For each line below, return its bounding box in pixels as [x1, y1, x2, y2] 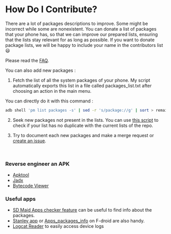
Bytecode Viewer [12, 183, 49, 189]
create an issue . [12, 138, 47, 144]
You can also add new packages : [5, 67, 76, 73]
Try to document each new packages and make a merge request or [12, 132, 154, 138]
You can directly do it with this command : [5, 98, 93, 104]
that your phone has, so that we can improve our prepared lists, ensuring [5, 31, 158, 37]
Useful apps [5, 195, 36, 202]
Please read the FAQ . [5, 57, 49, 63]
